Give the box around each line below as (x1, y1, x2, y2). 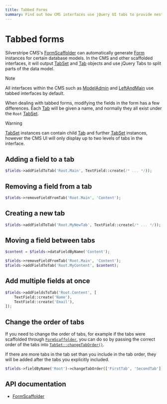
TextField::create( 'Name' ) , (14, 295, 72, 300)
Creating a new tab (5, 209, 65, 217)
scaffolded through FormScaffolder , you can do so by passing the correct (5, 336, 156, 342)
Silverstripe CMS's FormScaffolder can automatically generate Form (5, 50, 145, 56)
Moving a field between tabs (5, 236, 95, 244)
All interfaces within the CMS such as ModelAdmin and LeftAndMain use (5, 85, 154, 91)
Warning (5, 120, 22, 126)
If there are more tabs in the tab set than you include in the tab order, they (5, 351, 157, 357)
